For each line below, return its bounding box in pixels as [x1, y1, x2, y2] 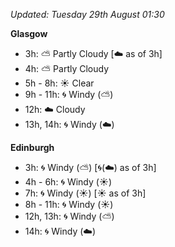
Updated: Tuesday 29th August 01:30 [10, 9, 165, 20]
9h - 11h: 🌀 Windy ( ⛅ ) [24, 89, 114, 100]
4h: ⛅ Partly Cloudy [24, 63, 110, 74]
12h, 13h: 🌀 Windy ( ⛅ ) [24, 210, 115, 222]
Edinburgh [10, 142, 55, 153]
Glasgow [10, 28, 48, 39]
